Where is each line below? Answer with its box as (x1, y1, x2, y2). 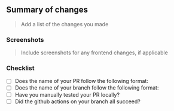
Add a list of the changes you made (20, 20, 109, 27)
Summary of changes (6, 5, 88, 15)
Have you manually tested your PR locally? (14, 91, 120, 98)
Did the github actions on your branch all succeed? (14, 98, 141, 105)
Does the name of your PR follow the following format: (14, 78, 148, 85)
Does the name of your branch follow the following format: (14, 84, 159, 91)
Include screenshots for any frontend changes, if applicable (20, 49, 169, 56)
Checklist (6, 64, 35, 72)
